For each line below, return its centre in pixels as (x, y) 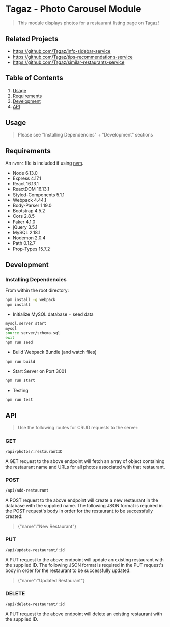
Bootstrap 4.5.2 (29, 211)
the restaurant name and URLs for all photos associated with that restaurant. (85, 467)
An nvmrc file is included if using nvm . (45, 163)
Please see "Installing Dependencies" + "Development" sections (85, 135)
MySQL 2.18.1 (26, 233)
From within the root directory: (37, 290)
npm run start (20, 380)
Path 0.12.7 (24, 243)
